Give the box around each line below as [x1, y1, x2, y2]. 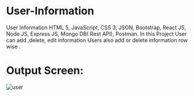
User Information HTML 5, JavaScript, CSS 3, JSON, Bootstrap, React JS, [6, 24, 186, 31]
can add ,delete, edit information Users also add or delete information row [6, 36, 188, 44]
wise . [6, 43, 21, 50]
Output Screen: [6, 64, 84, 78]
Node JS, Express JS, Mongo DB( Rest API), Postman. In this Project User [6, 30, 187, 37]
